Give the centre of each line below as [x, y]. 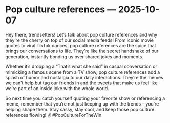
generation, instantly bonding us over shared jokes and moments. [75, 56]
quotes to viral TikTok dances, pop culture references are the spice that [81, 45]
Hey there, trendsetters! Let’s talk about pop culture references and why [81, 34]
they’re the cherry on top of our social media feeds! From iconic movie [79, 40]
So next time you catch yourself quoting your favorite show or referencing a [85, 98]
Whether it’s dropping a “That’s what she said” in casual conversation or [81, 66]
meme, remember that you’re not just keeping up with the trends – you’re [82, 103]
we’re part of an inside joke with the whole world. [57, 88]
